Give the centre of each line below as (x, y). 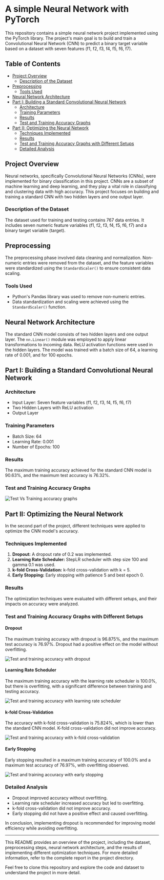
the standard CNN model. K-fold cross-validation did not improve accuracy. (81, 728)
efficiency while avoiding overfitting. (41, 828)
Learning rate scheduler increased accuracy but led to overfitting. (78, 803)
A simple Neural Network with (67, 9)
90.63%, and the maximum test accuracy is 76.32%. (58, 476)
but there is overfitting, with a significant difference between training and (79, 686)
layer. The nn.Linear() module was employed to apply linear (66, 339)
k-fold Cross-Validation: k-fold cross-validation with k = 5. (71, 570)
